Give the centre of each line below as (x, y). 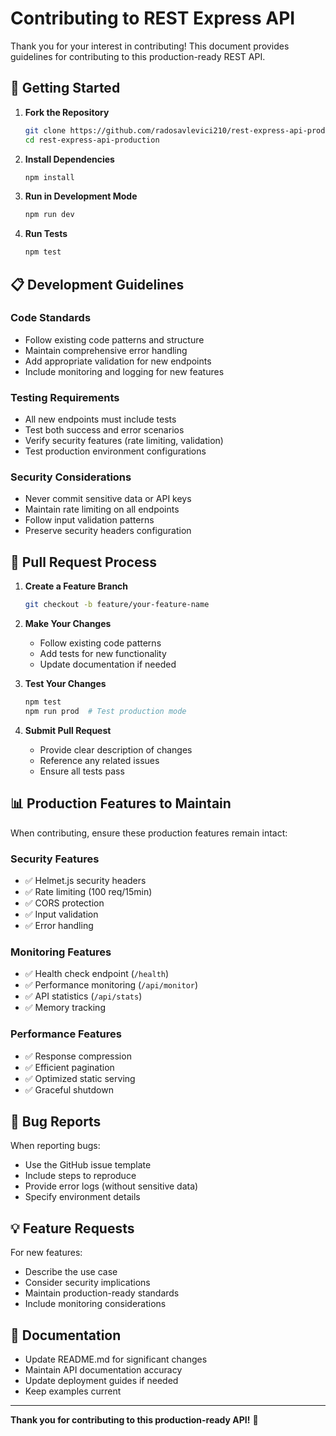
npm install (49, 177)
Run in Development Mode (81, 196)
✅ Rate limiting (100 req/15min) (88, 891)
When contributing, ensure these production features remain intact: (149, 833)
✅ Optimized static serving (80, 1078)
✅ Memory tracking (65, 1008)
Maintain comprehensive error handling (106, 350)
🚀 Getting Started (65, 88)
